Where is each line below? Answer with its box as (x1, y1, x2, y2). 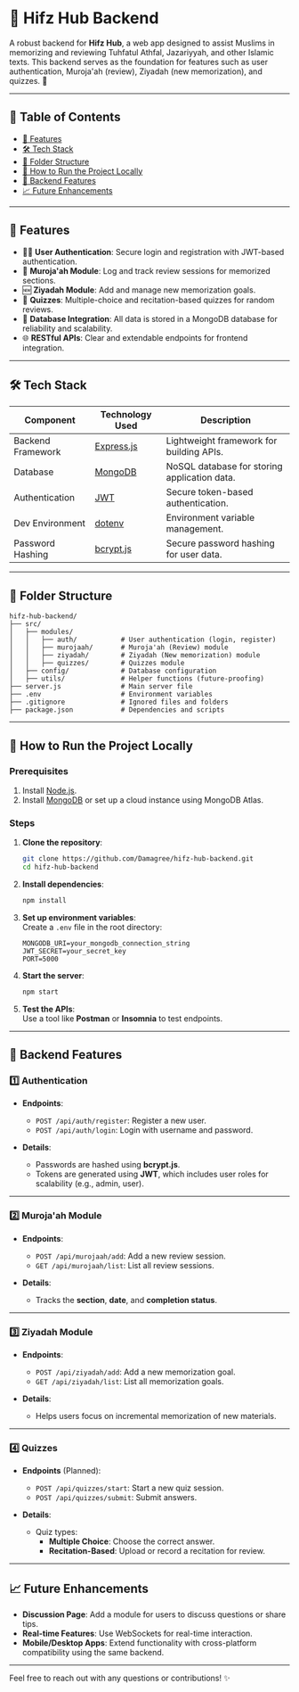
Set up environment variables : (21, 912, 136, 922)
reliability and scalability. (21, 323, 113, 334)
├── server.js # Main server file (9, 682, 193, 691)
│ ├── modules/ (9, 628, 74, 637)
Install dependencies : (21, 879, 104, 889)
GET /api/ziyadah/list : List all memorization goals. (35, 1375, 224, 1386)
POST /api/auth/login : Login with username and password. (35, 1125, 254, 1135)
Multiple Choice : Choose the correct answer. (48, 1536, 215, 1547)
